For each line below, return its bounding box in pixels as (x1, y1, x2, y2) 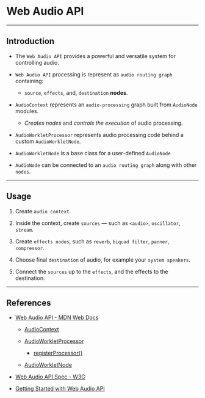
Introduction (6, 36, 55, 46)
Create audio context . (15, 207, 71, 215)
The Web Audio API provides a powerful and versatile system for (15, 52, 176, 59)
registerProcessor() (33, 350, 83, 357)
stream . (15, 226, 34, 233)
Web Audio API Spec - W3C (15, 373, 85, 380)
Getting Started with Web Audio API (15, 385, 105, 392)
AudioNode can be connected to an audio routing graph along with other (15, 161, 197, 169)
